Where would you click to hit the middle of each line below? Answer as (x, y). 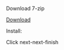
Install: (14, 31)
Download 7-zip (26, 8)
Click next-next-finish (32, 42)
